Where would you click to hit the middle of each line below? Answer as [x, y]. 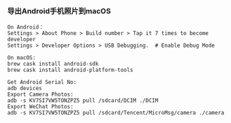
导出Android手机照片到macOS [59, 10]
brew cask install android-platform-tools [70, 70]
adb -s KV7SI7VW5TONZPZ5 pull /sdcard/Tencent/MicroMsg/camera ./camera [116, 113]
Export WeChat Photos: [40, 107]
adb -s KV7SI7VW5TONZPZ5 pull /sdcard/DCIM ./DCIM [83, 101]
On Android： [26, 27]
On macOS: [22, 58]
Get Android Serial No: [42, 82]
